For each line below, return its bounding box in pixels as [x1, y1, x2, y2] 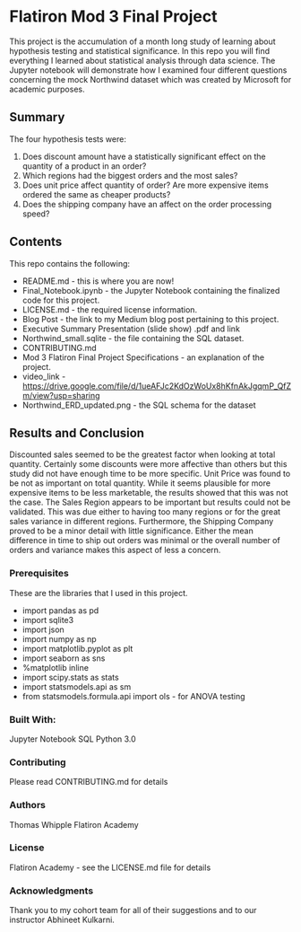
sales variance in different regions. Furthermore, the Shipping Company [9, 516, 274, 527]
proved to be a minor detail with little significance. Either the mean [9, 525, 254, 536]
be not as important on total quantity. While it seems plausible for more [9, 478, 271, 488]
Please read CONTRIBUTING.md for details [9, 777, 168, 787]
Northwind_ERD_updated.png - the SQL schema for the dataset [21, 400, 257, 410]
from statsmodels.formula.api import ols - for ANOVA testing [21, 690, 245, 701]
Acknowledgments [9, 884, 94, 897]
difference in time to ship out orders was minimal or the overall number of [9, 535, 280, 546]
